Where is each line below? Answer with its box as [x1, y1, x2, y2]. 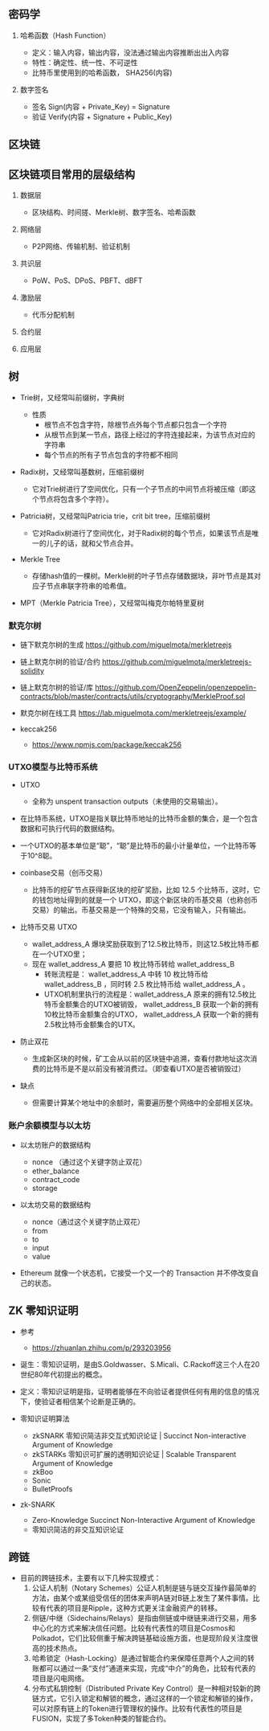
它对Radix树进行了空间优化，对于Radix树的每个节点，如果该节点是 [31, 528, 252, 538]
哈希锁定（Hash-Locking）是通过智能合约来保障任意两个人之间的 [31, 1654, 248, 1663]
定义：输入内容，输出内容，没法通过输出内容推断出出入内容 [31, 47, 230, 57]
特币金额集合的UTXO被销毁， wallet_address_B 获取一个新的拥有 [43, 1000, 259, 1009]
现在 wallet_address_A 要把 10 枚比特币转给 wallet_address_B [31, 960, 235, 969]
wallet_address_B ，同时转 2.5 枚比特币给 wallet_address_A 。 [43, 980, 251, 989]
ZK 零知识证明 [8, 1304, 79, 1318]
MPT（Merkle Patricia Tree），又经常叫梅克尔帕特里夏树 [19, 598, 205, 608]
